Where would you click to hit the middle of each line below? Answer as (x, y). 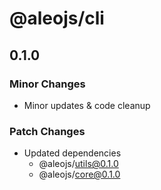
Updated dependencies (72, 153)
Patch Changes (47, 131)
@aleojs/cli (57, 18)
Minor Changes (47, 84)
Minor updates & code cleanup (87, 105)
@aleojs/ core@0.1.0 (79, 174)
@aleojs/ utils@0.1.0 (78, 164)
